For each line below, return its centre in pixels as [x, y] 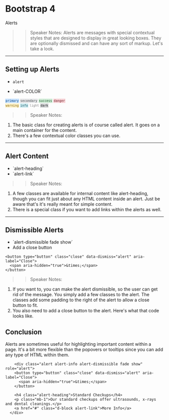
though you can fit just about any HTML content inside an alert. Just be [86, 199]
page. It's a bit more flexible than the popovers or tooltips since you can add [84, 350]
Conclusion [24, 332]
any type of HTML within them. [37, 355]
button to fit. [25, 305]
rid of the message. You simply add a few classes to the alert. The [81, 295]
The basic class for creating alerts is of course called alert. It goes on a [86, 125]
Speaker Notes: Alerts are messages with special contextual [92, 32]
